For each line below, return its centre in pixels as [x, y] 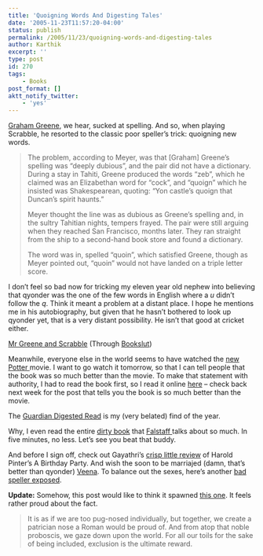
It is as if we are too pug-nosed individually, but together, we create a [139, 519]
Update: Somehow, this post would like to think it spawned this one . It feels [130, 495]
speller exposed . [35, 480]
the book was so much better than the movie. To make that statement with [128, 376]
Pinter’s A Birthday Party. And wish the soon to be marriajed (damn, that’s [127, 463]
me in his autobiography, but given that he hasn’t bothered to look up [120, 312]
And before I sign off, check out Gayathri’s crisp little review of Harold [121, 455]
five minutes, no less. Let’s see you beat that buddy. [92, 440]
